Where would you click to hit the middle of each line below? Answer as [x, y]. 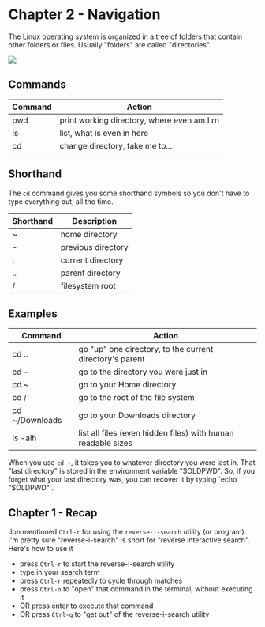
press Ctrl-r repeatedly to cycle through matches [101, 581]
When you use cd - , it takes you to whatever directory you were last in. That [132, 463]
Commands [37, 85]
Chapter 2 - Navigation [84, 15]
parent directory [90, 273]
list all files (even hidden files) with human [156, 433]
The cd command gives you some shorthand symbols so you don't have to [129, 193]
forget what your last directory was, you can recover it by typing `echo [123, 479]
